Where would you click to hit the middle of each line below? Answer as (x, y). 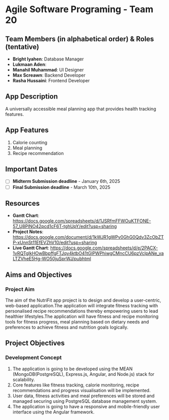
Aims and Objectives (39, 274)
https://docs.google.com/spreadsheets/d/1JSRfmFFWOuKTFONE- (82, 221)
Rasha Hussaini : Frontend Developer (51, 80)
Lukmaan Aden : (29, 64)
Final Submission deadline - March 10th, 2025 (61, 187)
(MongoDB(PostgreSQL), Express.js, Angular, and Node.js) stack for (83, 374)
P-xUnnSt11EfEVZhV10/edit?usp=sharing (55, 243)
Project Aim (20, 289)
